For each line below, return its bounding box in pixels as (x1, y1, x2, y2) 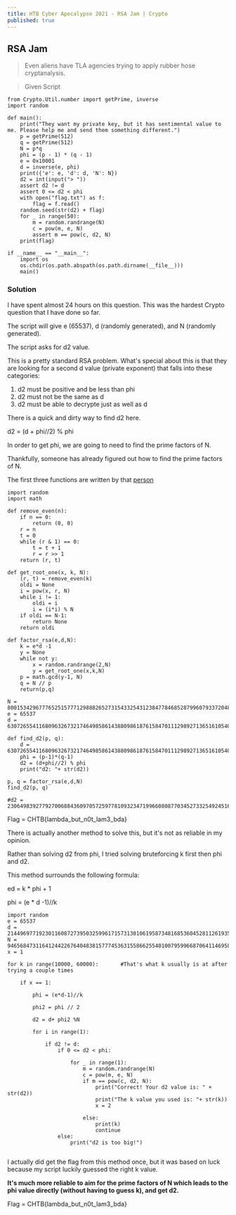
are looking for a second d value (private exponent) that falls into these (7, 363, 213, 372)
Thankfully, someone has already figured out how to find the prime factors (7, 454, 223, 462)
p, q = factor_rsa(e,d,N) (7, 778, 83, 785)
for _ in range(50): (20, 213, 80, 220)
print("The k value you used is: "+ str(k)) (95, 1096, 228, 1103)
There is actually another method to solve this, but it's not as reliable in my (7, 829, 223, 837)
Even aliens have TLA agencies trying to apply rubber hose (24, 61, 195, 70)
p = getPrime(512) (20, 133, 74, 141)
